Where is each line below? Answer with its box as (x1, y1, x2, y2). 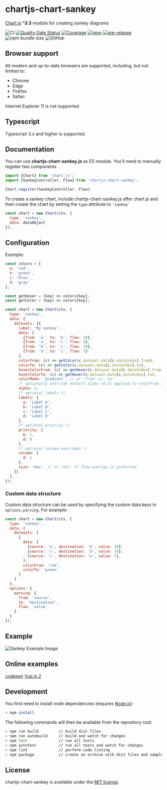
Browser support (5, 49, 59, 58)
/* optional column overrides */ (18, 446, 88, 451)
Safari (12, 93, 25, 99)
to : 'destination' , (18, 600, 59, 605)
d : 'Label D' (23, 413, 50, 419)
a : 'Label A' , (23, 399, 52, 404)
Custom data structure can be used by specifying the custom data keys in (5, 502, 157, 508)
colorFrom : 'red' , (23, 563, 61, 568)
